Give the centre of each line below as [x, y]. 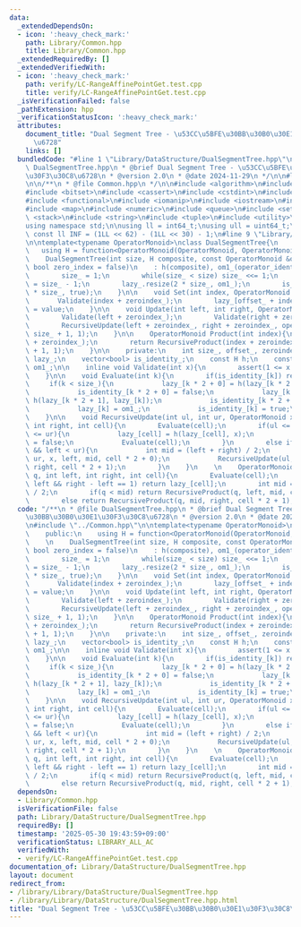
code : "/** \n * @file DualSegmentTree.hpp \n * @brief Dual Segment [146, 509]
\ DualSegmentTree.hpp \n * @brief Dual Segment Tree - [130, 167]
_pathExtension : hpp [56, 109]
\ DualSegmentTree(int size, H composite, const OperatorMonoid [154, 259]
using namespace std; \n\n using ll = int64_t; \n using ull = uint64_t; [158, 226]
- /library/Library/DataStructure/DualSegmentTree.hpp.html [124, 900]
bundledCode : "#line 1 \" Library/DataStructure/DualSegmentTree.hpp [148, 159]
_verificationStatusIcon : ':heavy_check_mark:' [108, 117]
